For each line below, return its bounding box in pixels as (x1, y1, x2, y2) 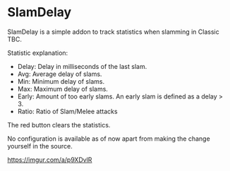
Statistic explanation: (7, 49, 68, 57)
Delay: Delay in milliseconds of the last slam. (17, 62, 147, 70)
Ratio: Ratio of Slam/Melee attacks (17, 107, 118, 115)
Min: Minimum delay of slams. (17, 77, 104, 85)
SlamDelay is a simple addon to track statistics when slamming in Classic (7, 27, 220, 36)
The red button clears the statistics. (7, 120, 111, 129)
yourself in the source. (7, 141, 73, 150)
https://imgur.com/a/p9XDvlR (7, 156, 92, 164)
